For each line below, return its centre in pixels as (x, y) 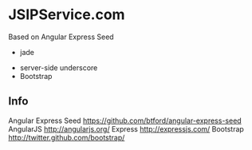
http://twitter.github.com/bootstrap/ (67, 137)
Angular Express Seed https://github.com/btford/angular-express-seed (125, 120)
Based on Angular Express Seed (61, 37)
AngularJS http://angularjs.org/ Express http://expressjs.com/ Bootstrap (126, 128)
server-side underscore (59, 67)
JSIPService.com (67, 15)
